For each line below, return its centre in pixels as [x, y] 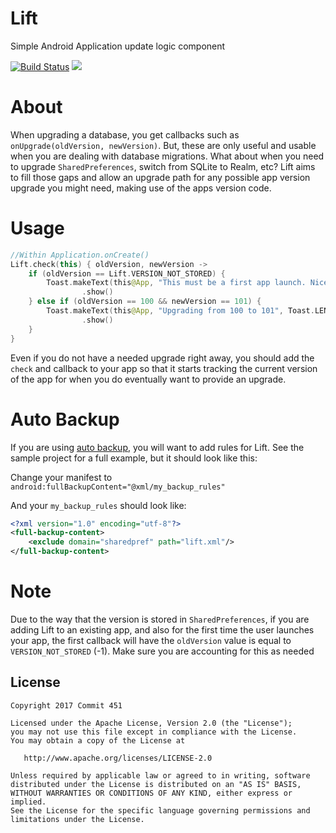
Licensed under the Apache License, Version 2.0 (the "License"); [151, 723]
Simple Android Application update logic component [118, 46]
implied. [28, 802]
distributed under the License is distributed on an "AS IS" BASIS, [156, 784]
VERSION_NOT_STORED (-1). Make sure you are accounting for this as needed [162, 651]
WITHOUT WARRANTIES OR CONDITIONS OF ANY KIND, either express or [151, 793]
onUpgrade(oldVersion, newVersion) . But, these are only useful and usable [163, 145]
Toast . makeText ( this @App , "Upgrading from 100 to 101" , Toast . [180, 311]
